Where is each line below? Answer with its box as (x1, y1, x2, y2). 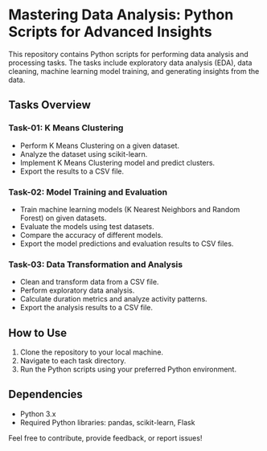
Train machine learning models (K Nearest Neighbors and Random (19, 204, 240, 214)
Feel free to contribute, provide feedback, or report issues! (8, 433, 203, 443)
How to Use (8, 326, 68, 339)
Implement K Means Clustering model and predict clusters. (19, 158, 216, 167)
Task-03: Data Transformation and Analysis (8, 259, 183, 270)
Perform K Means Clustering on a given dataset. (19, 141, 179, 150)
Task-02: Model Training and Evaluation (8, 187, 167, 198)
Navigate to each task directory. (19, 356, 126, 366)
